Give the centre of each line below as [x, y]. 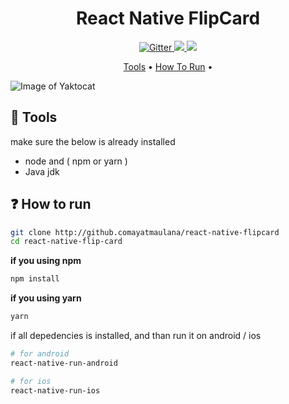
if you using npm [46, 261]
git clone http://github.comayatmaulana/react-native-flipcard [145, 232]
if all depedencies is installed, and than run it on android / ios [136, 336]
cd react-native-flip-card [66, 242]
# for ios [31, 381]
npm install [35, 279]
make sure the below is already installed [93, 141]
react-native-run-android [64, 363]
